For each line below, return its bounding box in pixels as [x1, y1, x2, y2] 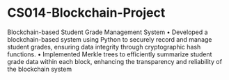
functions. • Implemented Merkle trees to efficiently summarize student [7, 50, 212, 58]
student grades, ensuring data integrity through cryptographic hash [7, 42, 201, 51]
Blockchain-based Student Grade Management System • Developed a [7, 28, 208, 36]
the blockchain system [7, 65, 72, 73]
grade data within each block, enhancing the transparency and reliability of [7, 57, 223, 65]
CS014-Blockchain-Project [7, 5, 166, 21]
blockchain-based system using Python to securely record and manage [7, 35, 212, 43]
